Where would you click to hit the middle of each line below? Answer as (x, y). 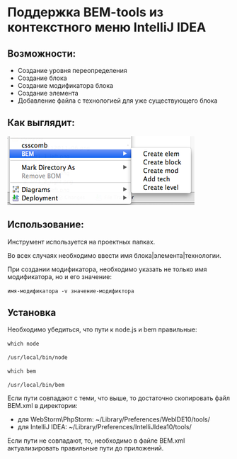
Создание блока (42, 78)
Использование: (46, 225)
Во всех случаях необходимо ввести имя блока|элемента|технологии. (114, 255)
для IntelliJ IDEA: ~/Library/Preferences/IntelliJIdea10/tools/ (105, 427)
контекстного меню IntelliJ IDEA (107, 27)
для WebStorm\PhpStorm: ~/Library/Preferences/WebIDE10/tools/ (114, 419)
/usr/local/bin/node (38, 358)
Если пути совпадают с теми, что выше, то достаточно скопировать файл (119, 398)
